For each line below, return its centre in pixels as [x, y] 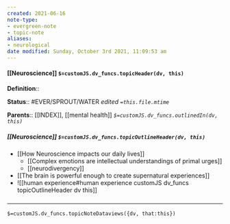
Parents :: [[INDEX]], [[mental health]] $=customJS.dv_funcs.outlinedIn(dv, [113, 115]
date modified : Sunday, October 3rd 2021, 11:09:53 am [87, 52]
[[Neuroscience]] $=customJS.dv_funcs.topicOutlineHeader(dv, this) [106, 137]
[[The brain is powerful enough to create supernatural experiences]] [113, 176]
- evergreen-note [32, 26]
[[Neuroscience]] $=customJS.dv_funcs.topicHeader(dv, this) [95, 73]
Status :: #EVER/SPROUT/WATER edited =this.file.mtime [88, 102]
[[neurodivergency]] [55, 169]
